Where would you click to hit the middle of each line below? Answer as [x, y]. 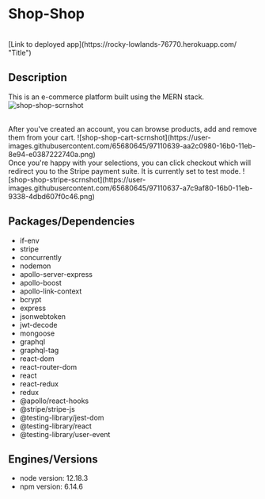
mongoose [37, 333]
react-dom [37, 359]
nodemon [35, 266]
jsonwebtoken [42, 316]
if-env [29, 240]
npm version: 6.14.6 [51, 487]
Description [38, 77]
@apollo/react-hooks [54, 401]
